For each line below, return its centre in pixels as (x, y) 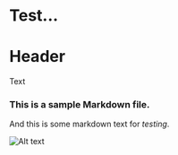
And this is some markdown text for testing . (89, 124)
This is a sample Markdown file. (80, 105)
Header (37, 57)
